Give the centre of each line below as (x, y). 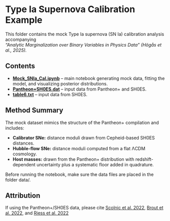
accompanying (21, 39)
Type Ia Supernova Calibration (70, 9)
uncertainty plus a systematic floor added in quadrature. (95, 164)
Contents (20, 66)
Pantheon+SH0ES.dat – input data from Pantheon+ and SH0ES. (79, 89)
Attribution (23, 195)
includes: (15, 128)
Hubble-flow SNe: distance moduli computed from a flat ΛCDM (79, 148)
